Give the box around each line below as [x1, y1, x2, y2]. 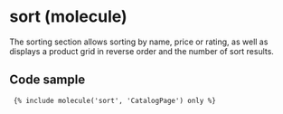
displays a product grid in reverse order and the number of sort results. [9, 45, 274, 56]
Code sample [9, 72, 86, 88]
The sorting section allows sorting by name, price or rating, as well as [9, 36, 269, 47]
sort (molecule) [9, 6, 128, 27]
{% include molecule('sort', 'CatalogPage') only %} [13, 96, 217, 105]
